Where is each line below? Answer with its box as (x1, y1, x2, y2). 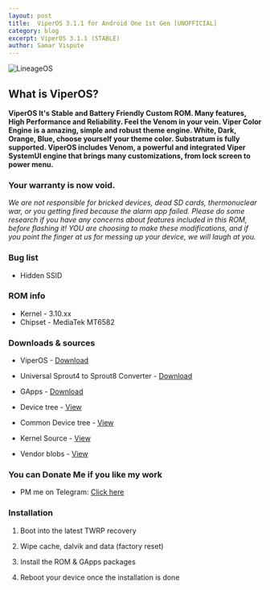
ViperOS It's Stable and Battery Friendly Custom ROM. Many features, (8, 108, 247, 117)
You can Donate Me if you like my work (8, 469, 163, 481)
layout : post (8, 11, 52, 20)
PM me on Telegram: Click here (19, 487, 125, 497)
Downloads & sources (8, 337, 96, 348)
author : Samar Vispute (8, 42, 84, 50)
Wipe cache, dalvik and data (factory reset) (19, 541, 164, 551)
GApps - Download (19, 387, 84, 396)
